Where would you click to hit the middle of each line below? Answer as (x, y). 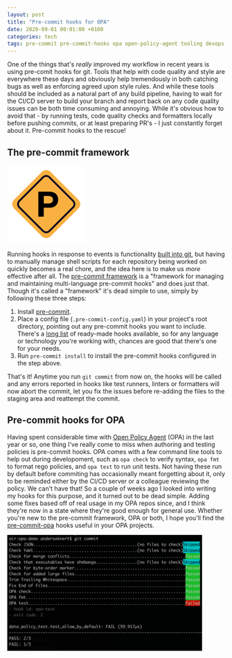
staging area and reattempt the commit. (63, 399)
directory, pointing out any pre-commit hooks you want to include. (111, 326)
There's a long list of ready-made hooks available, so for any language (118, 333)
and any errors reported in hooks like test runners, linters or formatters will (114, 383)
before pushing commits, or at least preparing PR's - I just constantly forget (115, 123)
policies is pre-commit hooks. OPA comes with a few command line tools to (115, 451)
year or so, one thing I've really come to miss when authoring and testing (111, 444)
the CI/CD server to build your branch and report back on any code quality (113, 101)
